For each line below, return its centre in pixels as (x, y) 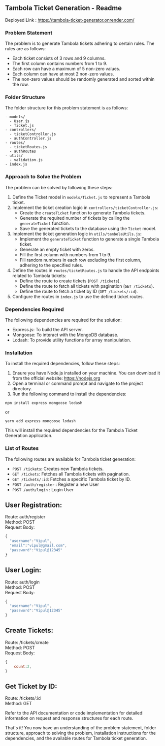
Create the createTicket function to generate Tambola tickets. (82, 213)
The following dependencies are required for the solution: (64, 320)
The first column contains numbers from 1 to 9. (60, 64)
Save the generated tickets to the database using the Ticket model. (88, 228)
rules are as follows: (25, 49)
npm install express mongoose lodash (44, 403)
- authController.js (31, 138)
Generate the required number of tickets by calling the (75, 218)
